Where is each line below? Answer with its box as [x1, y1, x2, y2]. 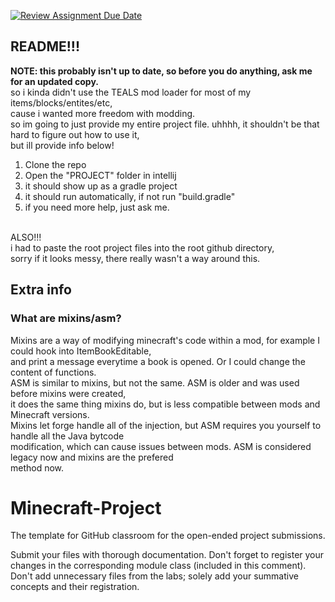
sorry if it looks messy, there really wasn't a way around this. [10, 252, 261, 264]
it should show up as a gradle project [24, 180, 178, 192]
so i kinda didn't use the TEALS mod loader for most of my [10, 86, 252, 98]
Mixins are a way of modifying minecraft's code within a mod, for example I [10, 334, 320, 346]
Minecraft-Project [10, 496, 162, 519]
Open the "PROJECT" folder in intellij [24, 169, 177, 181]
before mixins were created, [10, 387, 127, 399]
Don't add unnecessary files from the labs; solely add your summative [10, 570, 299, 582]
